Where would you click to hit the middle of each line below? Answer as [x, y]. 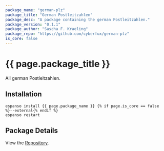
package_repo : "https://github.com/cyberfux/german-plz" [67, 34]
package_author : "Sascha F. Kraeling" [47, 29]
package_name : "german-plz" [35, 10]
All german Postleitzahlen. [33, 78]
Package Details [32, 131]
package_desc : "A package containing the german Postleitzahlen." [78, 19]
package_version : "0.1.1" [33, 24]
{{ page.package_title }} [58, 64]
